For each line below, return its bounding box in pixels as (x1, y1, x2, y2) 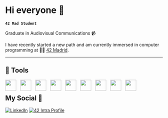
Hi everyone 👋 (5, 4, 64, 16)
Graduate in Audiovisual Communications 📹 (5, 30, 96, 36)
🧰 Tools (5, 66, 29, 74)
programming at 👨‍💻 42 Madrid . (5, 47, 69, 53)
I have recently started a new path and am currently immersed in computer (5, 41, 159, 47)
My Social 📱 (5, 94, 42, 102)
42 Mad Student (5, 21, 37, 26)
